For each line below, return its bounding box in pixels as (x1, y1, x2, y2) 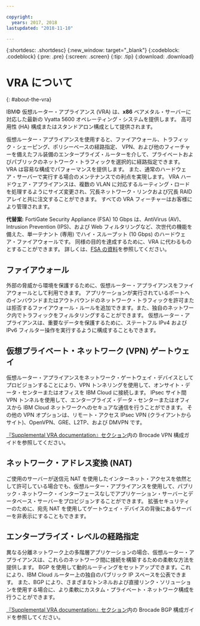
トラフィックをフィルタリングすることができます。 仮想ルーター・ (21, 312, 185, 319)
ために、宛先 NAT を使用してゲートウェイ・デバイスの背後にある (16, 505, 176, 512)
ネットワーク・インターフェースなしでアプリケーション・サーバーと (21, 490, 189, 497)
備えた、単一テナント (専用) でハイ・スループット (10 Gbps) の (6, 231, 160, 238)
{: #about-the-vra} (6, 96, 52, 103)
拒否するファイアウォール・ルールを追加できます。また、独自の (11, 304, 168, 311)
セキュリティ (158, 497, 190, 505)
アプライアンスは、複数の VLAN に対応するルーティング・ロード (32, 180, 190, 188)
